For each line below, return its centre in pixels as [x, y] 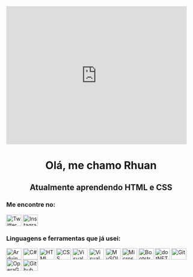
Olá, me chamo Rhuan [101, 166]
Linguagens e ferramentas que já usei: [63, 238]
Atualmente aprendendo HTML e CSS [101, 188]
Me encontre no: [31, 205]
